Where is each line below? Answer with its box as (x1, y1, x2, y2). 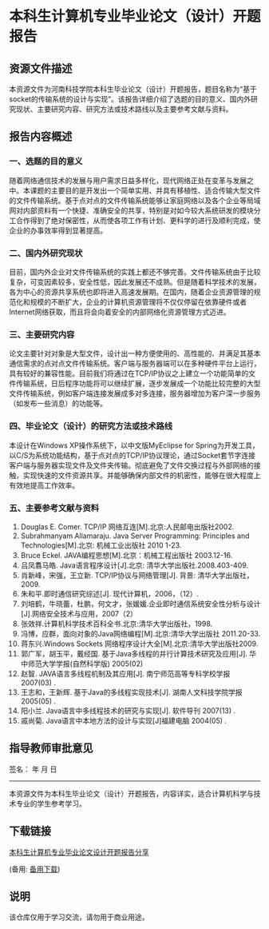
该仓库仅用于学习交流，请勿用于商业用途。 (9, 912, 149, 922)
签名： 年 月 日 (9, 764, 57, 774)
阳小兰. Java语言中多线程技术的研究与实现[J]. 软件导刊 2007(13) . (20, 705, 236, 716)
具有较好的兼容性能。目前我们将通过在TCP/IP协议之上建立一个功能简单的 (9, 369, 249, 378)
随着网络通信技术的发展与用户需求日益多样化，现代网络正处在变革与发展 (9, 175, 247, 185)
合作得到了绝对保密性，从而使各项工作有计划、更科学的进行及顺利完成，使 (15, 215, 261, 225)
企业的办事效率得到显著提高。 (9, 225, 107, 235)
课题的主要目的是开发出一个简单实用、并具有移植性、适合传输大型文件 (30, 185, 261, 195)
